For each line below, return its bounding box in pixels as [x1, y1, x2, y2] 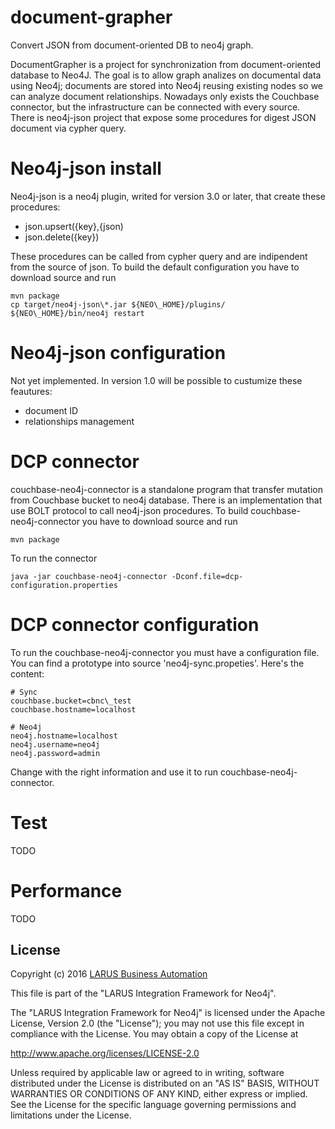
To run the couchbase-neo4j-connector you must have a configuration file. [10, 646, 320, 658]
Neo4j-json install [10, 157, 162, 180]
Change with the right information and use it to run [10, 766, 219, 778]
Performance [10, 879, 123, 902]
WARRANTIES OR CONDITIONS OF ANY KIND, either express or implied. [10, 1088, 308, 1100]
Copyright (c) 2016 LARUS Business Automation [10, 968, 208, 980]
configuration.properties [10, 580, 118, 590]
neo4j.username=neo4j [10, 739, 101, 750]
